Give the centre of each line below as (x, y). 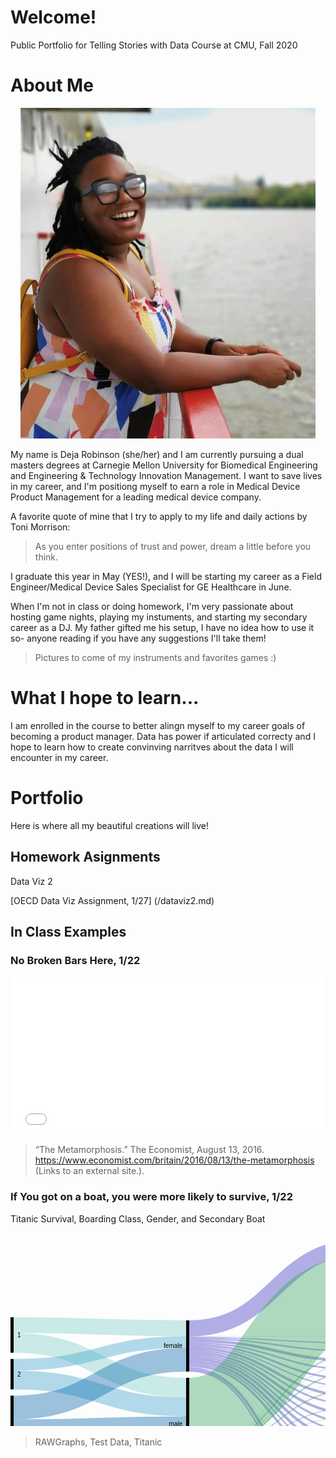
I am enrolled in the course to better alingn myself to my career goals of (158, 725)
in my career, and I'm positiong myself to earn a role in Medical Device (155, 486)
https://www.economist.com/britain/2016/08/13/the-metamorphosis (174, 1160)
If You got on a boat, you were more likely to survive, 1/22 (151, 1197)
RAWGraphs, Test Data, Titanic (98, 1442)
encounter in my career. (59, 757)
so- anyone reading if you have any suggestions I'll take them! (138, 638)
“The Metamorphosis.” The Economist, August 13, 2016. (149, 1150)
